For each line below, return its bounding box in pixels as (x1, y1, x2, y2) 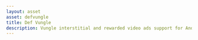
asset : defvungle (6, 14, 49, 20)
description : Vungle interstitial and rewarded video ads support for (6, 25, 183, 31)
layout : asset (6, 8, 41, 15)
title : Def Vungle (6, 19, 51, 25)
